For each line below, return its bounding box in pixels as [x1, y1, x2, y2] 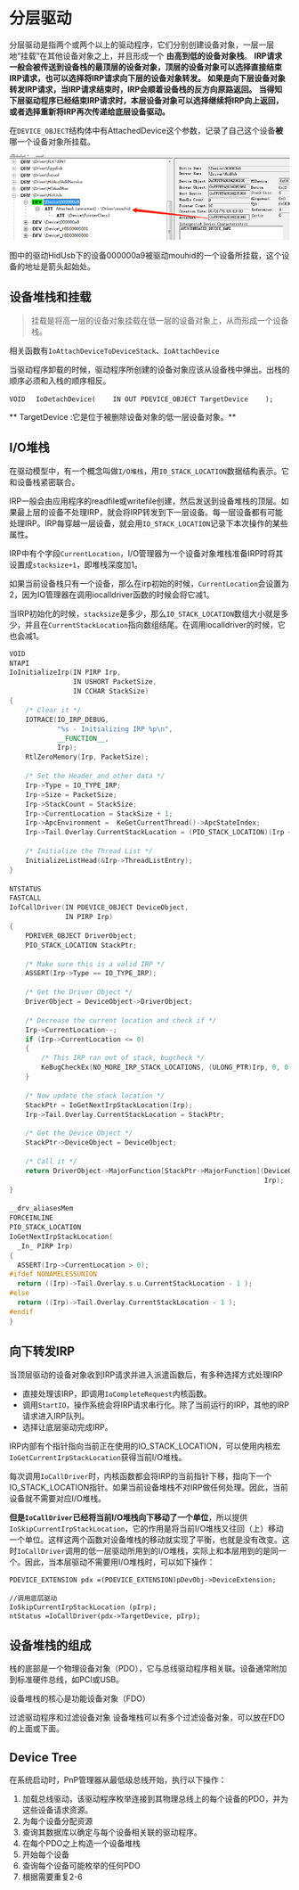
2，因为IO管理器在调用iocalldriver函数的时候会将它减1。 [9, 589, 214, 600]
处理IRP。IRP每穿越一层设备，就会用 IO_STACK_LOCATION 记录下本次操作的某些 [9, 518, 289, 529]
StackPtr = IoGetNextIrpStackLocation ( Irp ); [25, 1100, 193, 1110]
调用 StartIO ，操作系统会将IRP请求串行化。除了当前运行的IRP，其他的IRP [21, 1399, 290, 1409]
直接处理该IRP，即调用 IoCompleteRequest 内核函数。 [21, 1388, 212, 1399]
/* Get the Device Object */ [25, 1129, 133, 1138]
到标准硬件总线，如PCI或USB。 [9, 1674, 125, 1685]
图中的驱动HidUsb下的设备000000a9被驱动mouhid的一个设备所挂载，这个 [9, 251, 282, 261]
